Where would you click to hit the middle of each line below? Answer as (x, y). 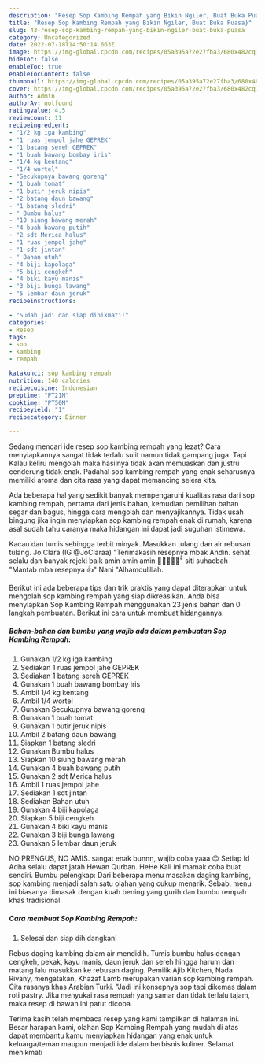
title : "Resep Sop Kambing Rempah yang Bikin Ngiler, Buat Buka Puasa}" (131, 23)
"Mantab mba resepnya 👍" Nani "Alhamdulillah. (86, 569)
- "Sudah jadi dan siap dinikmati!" (69, 315)
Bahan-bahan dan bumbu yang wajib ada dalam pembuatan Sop (118, 631)
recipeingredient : (39, 125)
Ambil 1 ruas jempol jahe (60, 784)
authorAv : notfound (41, 103)
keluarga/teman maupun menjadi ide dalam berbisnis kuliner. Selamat (121, 1043)
